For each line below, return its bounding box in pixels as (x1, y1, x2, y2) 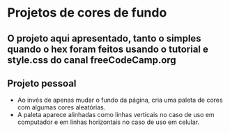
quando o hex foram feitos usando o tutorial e (7, 43, 209, 55)
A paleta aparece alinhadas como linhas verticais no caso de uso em (17, 111, 215, 119)
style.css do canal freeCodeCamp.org (7, 54, 176, 66)
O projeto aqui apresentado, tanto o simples (7, 33, 201, 44)
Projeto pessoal (7, 78, 77, 89)
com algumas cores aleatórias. (17, 103, 106, 112)
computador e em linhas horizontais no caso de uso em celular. (17, 118, 200, 126)
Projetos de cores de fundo (7, 5, 167, 21)
